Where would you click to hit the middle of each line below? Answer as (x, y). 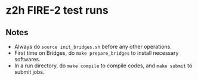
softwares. (27, 59)
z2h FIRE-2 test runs (57, 10)
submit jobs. (29, 72)
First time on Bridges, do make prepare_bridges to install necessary (96, 53)
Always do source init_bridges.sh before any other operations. (93, 46)
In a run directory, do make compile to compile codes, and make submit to (103, 66)
